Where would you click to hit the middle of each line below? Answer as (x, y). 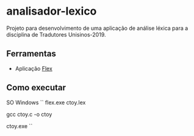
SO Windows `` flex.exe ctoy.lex (46, 102)
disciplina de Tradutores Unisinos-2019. (56, 34)
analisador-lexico (52, 11)
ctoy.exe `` (20, 126)
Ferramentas (31, 54)
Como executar (36, 88)
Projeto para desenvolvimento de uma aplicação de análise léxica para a (97, 28)
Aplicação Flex (34, 68)
